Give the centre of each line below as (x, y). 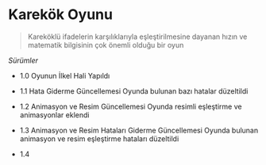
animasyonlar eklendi (54, 115)
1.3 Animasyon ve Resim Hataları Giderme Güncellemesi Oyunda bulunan (139, 130)
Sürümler (23, 60)
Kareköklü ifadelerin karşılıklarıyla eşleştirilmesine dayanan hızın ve (137, 36)
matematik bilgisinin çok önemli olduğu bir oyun (106, 44)
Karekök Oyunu (61, 15)
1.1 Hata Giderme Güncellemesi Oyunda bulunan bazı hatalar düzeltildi (134, 91)
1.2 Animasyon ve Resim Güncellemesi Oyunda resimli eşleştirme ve (131, 106)
